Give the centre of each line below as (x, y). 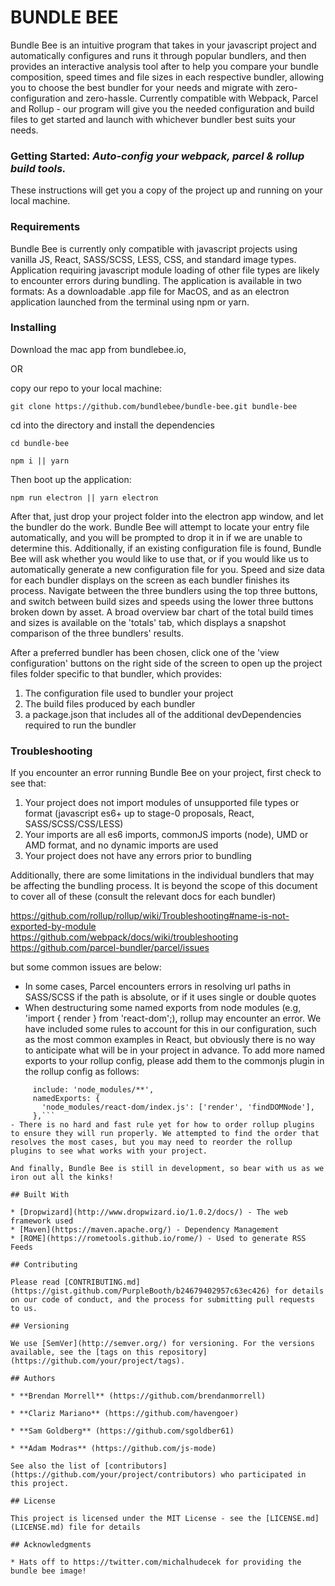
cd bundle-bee (40, 443)
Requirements (45, 227)
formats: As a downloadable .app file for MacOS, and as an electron (150, 291)
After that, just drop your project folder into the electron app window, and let (167, 516)
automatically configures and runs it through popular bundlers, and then (158, 55)
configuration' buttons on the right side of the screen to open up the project (166, 663)
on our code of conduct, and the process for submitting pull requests (162, 1300)
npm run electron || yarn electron (84, 497)
